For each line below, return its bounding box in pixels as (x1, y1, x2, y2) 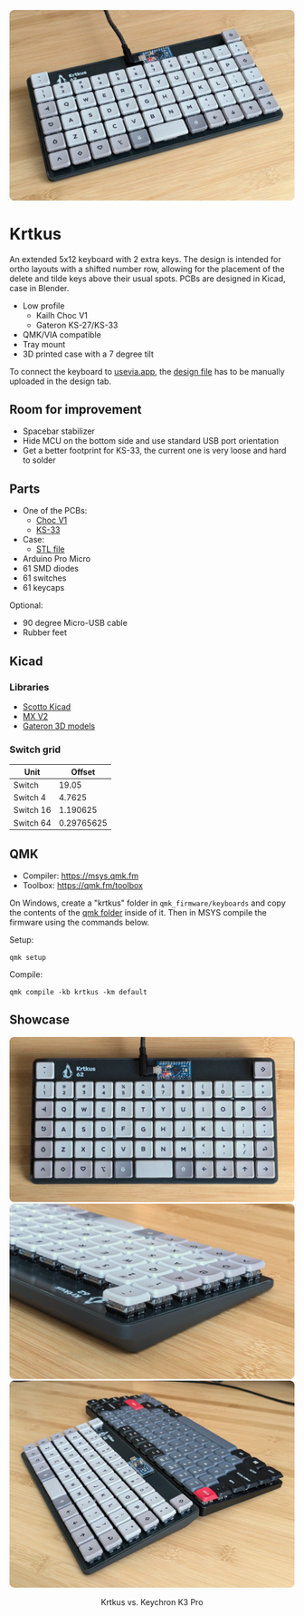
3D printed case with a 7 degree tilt (22, 348, 154, 359)
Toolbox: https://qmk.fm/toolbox (22, 880, 143, 891)
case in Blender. (9, 282, 70, 293)
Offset (71, 766, 96, 777)
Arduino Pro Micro (22, 553, 91, 564)
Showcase (9, 1013, 71, 1028)
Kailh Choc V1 (35, 309, 89, 320)
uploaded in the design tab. (9, 376, 111, 387)
